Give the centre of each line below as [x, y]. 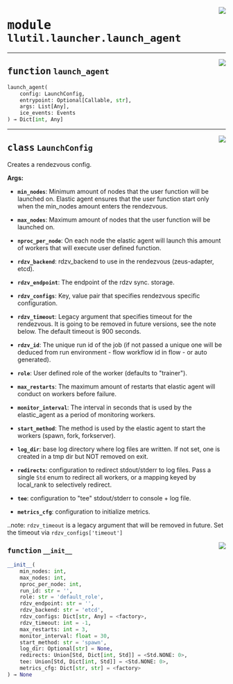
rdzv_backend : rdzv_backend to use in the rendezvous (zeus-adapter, [115, 261]
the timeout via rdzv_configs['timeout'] [65, 532]
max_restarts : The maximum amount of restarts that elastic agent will [116, 386]
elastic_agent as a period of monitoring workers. [86, 414]
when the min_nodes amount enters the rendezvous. [92, 206]
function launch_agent [58, 72]
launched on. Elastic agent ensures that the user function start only [113, 199]
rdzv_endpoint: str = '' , [57, 604]
